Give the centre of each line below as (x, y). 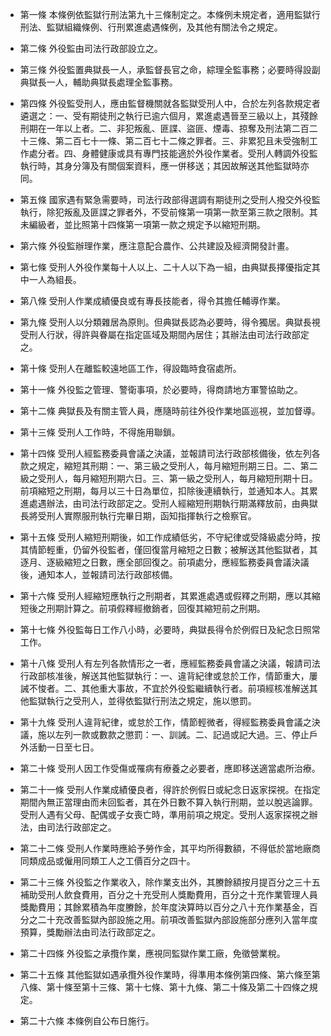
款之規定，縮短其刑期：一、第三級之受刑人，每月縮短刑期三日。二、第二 (168, 466)
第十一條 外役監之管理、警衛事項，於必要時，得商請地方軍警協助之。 (161, 389)
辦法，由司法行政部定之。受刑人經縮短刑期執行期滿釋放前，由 (173, 503)
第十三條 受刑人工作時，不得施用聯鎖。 (100, 432)
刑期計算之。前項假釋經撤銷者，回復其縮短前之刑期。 (156, 608)
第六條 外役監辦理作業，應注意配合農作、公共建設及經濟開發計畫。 (157, 246)
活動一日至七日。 (64, 747)
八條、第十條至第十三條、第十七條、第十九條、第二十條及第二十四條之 (164, 987)
